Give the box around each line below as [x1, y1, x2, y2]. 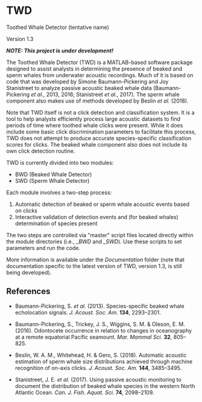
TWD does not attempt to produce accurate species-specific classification [6, 134, 192, 142]
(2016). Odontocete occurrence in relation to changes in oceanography [14, 327, 192, 334]
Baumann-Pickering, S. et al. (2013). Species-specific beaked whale [14, 302, 185, 310]
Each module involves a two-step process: [6, 188, 112, 196]
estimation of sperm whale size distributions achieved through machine [14, 357, 193, 365]
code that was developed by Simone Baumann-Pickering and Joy [6, 78, 169, 85]
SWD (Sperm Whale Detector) [14, 177, 90, 184]
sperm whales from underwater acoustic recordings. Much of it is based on [6, 71, 194, 78]
